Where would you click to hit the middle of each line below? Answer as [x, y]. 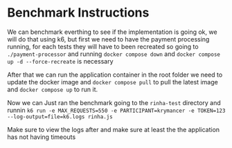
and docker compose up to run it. [53, 89]
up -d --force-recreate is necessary [60, 61]
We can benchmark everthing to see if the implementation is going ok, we [112, 32]
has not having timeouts [42, 137]
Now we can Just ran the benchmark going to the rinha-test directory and [114, 102]
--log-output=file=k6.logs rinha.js [60, 117]
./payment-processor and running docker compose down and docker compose [114, 54]
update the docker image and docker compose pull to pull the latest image [113, 82]
